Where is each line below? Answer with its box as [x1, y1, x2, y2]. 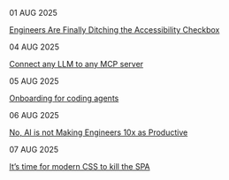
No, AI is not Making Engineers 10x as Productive [9, 127, 188, 138]
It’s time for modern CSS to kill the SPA [9, 161, 150, 171]
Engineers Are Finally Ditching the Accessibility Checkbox [9, 25, 220, 34]
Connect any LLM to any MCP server [9, 59, 144, 69]
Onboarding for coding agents [9, 93, 119, 103]
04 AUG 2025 [9, 41, 60, 52]
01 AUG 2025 [9, 8, 57, 18]
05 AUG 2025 [9, 76, 59, 86]
